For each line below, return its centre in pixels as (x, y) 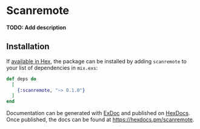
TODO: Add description (36, 27)
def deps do (21, 79)
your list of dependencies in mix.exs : (52, 68)
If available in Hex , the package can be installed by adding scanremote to (96, 61)
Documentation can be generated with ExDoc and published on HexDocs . (98, 113)
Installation (28, 47)
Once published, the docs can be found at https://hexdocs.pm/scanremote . (100, 120)
